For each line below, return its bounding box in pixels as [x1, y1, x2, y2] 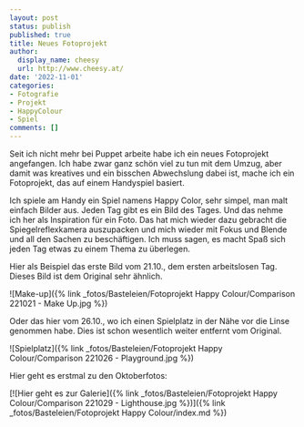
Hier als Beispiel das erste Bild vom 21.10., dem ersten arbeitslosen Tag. [9, 261, 278, 271]
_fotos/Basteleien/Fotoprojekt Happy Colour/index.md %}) [9, 407, 228, 418]
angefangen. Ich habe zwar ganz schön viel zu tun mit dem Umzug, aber [9, 158, 282, 168]
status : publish [9, 22, 71, 31]
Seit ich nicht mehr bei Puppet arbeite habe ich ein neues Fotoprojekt [9, 148, 269, 159]
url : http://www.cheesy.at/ [17, 65, 125, 74]
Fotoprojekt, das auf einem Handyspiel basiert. [9, 178, 185, 188]
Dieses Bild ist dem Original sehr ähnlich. [9, 270, 163, 281]
